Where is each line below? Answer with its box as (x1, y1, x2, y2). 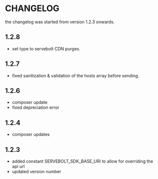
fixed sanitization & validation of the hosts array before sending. (12, 73, 139, 78)
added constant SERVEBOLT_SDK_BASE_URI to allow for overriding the (12, 158, 153, 164)
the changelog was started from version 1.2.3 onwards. (5, 19, 115, 25)
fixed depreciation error (12, 104, 59, 110)
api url (12, 164, 25, 169)
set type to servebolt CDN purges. (12, 45, 81, 51)
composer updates (12, 132, 50, 137)
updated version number (12, 169, 61, 174)
